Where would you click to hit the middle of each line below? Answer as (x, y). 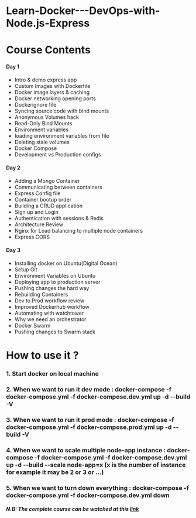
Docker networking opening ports (55, 98)
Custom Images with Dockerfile (52, 86)
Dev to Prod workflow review (49, 301)
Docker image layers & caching (52, 92)
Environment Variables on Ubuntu (55, 275)
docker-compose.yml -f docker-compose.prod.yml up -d (89, 427)
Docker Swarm (32, 325)
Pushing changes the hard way (52, 288)
